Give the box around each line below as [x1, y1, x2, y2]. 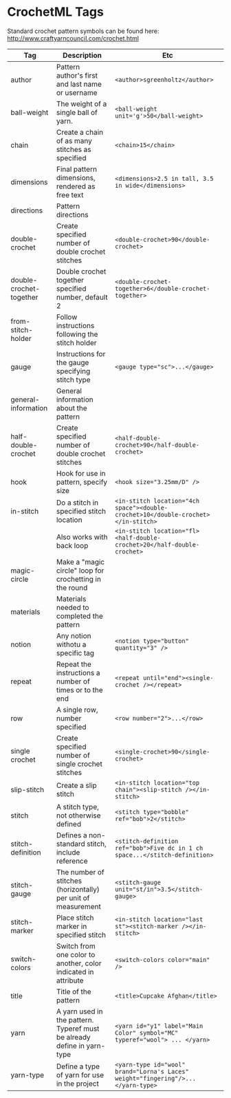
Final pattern [56, 164, 98, 174]
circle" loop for [56, 565, 104, 575]
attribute [56, 976, 84, 985]
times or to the [56, 685, 103, 694]
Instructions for [56, 349, 106, 358]
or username [56, 87, 98, 97]
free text [56, 190, 84, 199]
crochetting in [56, 574, 102, 584]
